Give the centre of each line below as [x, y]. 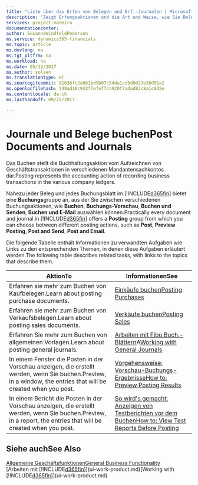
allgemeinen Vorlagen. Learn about [57, 342]
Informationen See [152, 276]
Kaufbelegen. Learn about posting [55, 293]
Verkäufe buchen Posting [149, 314]
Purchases [129, 297]
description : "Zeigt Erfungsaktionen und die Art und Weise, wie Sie [93, 17]
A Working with [156, 342]
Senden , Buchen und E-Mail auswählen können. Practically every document [98, 212]
